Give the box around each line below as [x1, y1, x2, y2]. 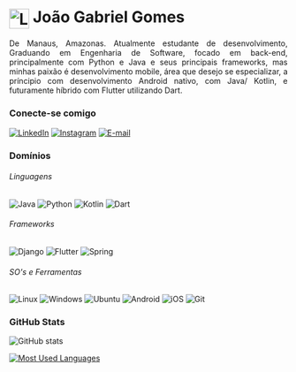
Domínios [9, 149, 51, 162]
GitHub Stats [9, 316, 65, 329]
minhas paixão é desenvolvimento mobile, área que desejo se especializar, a [9, 66, 288, 77]
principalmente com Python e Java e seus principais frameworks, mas [9, 57, 288, 68]
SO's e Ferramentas [9, 266, 82, 277]
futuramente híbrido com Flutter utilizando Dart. [9, 85, 183, 95]
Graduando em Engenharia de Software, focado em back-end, [9, 48, 288, 58]
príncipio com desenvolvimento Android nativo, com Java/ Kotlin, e [9, 76, 288, 87]
